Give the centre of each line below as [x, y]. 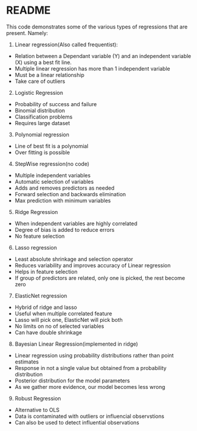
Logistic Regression [39, 92]
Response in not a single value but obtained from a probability [90, 368]
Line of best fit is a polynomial [52, 146]
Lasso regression [36, 247]
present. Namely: [27, 33]
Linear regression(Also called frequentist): [66, 44]
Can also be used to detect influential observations [77, 422]
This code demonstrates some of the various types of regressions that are [97, 27]
